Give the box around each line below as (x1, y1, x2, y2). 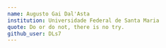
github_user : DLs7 (7, 30, 61, 37)
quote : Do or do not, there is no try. (7, 23, 125, 30)
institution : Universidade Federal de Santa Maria (7, 17, 160, 24)
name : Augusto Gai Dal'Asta (7, 10, 90, 18)
